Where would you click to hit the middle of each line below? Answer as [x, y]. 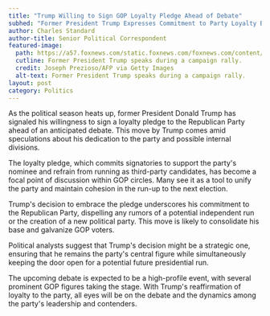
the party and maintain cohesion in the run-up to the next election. [118, 189]
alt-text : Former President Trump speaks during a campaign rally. [131, 76]
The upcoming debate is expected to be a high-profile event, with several [130, 278]
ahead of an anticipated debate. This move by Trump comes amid [117, 130]
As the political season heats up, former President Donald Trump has [122, 113]
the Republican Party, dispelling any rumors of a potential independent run [131, 213]
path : [25, 53]
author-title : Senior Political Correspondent [88, 38]
